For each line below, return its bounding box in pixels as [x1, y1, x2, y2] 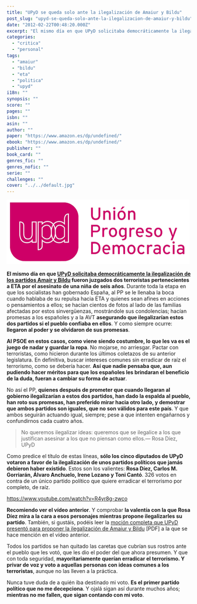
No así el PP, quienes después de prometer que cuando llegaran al [6, 387, 171, 394]
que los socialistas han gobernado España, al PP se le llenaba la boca [6, 289, 174, 296]
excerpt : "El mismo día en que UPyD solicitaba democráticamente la [6, 28, 177, 34]
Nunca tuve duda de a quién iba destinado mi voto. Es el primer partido [6, 579, 180, 586]
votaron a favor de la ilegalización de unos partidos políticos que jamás [6, 459, 183, 466]
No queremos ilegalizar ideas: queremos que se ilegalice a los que [20, 429, 181, 436]
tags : [6, 53, 20, 59]
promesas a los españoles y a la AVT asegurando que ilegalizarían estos [6, 314, 184, 321]
